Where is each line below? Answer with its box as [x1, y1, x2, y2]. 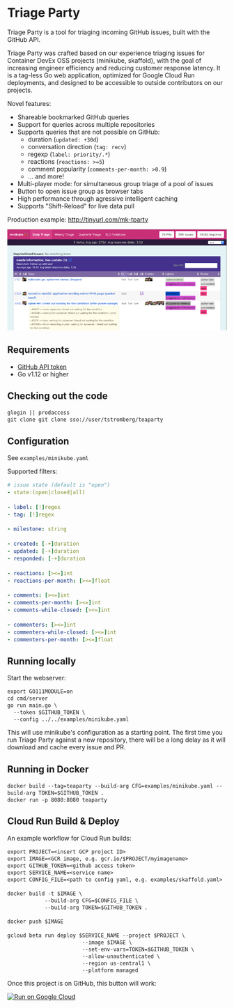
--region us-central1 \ [81, 960, 151, 967]
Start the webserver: [7, 674, 66, 682]
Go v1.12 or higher [17, 369, 69, 378]
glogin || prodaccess [7, 409, 70, 416]
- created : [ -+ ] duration [7, 540, 79, 548]
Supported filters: [7, 467, 58, 475]
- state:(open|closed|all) [7, 489, 86, 496]
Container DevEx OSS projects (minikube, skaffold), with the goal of [7, 56, 202, 64]
